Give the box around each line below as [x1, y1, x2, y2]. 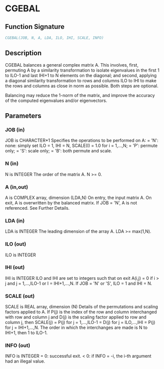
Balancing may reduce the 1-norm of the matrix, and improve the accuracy [5, 92, 155, 98]
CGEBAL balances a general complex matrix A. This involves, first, [5, 62, 139, 68]
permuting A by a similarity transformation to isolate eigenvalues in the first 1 [5, 67, 160, 73]
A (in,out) [5, 183, 28, 190]
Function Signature [5, 23, 65, 31]
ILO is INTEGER [5, 252, 36, 258]
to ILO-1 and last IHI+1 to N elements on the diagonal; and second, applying [5, 72, 157, 78]
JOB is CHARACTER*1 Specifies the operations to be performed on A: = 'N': [5, 138, 159, 144]
